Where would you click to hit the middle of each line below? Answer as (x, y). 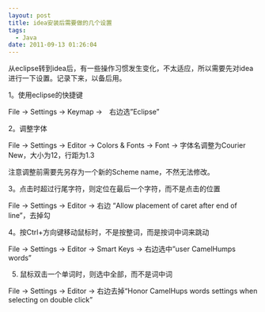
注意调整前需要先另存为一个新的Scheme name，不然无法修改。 (112, 172)
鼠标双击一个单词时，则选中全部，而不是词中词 (96, 274)
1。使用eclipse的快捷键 (45, 95)
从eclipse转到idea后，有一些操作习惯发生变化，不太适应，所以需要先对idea (131, 69)
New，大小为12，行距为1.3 (51, 156)
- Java (26, 38)
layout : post (30, 15)
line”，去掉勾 (30, 216)
